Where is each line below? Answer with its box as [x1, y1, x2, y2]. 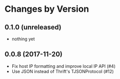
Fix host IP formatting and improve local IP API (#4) [11, 63, 116, 69]
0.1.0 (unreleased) [4, 23, 62, 31]
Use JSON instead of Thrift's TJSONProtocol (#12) [11, 68, 114, 74]
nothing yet [11, 36, 35, 42]
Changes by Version [4, 3, 90, 15]
